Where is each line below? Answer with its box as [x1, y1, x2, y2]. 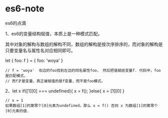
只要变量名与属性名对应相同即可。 [5, 47, 75, 53]
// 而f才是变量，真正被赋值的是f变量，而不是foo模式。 [5, 78, 105, 84]
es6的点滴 [5, 20, 26, 26]
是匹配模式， [5, 73, 28, 78]
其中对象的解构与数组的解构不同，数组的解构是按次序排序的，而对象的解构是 [5, 41, 163, 47]
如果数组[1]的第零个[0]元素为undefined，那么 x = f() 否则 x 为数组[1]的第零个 [5, 103, 158, 108]
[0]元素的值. [5, 108, 29, 114]
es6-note [5, 3, 44, 14]
